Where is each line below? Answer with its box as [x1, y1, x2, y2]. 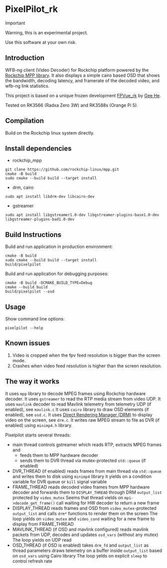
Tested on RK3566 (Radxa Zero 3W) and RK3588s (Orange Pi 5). [5, 102, 138, 108]
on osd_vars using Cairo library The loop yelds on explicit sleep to [12, 553, 148, 559]
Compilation [5, 117, 44, 125]
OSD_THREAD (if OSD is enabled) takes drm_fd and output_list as [12, 542, 149, 548]
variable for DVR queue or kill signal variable [12, 478, 107, 484]
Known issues [5, 339, 50, 347]
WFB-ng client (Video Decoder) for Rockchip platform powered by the [5, 67, 149, 73]
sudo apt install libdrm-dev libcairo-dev [5, 194, 95, 199]
